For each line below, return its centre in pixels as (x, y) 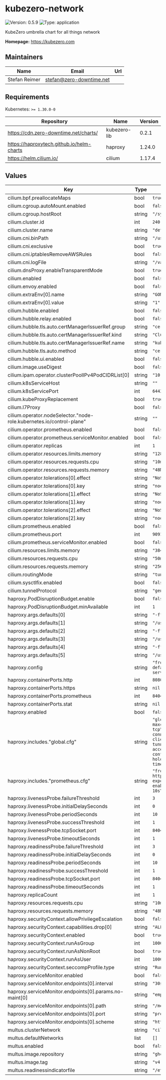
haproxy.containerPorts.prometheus (49, 696)
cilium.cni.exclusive (30, 246)
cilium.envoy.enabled (32, 286)
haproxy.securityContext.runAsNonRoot (54, 951)
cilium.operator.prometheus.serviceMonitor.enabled (68, 438)
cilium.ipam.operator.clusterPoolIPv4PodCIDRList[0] (68, 375)
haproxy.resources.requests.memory (50, 911)
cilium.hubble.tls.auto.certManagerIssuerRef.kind (65, 335)
